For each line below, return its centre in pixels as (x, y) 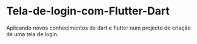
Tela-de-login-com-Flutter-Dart (88, 11)
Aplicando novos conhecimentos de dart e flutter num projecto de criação (98, 28)
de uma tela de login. (32, 34)
